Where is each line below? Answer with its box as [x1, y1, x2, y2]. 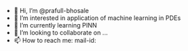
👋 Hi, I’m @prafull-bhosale [13, 7, 89, 14]
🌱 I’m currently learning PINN [13, 21, 97, 29]
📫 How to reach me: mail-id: [13, 37, 96, 44]
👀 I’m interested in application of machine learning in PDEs [13, 14, 181, 22]
